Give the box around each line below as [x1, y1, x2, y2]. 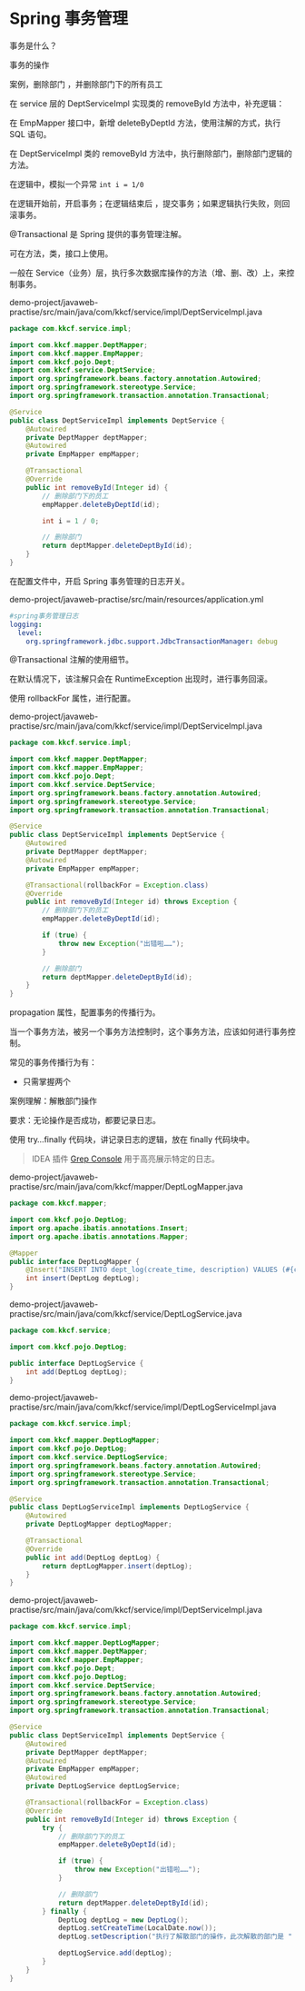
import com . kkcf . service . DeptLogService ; [9, 1453, 169, 1462]
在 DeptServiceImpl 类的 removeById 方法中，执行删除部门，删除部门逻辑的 [9, 147, 292, 159]
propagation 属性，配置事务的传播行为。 [9, 1007, 161, 1018]
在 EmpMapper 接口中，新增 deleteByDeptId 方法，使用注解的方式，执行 [9, 117, 281, 128]
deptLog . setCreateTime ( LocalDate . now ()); [57, 1924, 218, 1933]
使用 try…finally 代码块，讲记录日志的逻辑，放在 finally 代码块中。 [9, 1134, 255, 1145]
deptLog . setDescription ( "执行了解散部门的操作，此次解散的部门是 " [57, 1932, 293, 1941]
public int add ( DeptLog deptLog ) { [25, 1553, 161, 1562]
